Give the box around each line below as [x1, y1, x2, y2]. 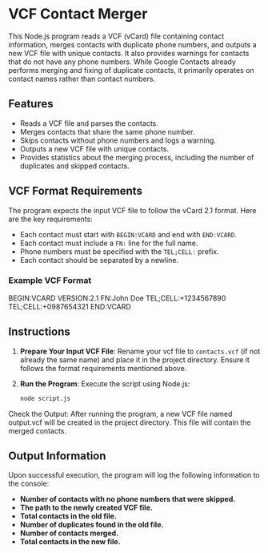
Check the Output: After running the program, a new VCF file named [8, 409, 233, 418]
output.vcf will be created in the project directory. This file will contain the [8, 418, 251, 427]
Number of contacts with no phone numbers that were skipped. [19, 494, 236, 504]
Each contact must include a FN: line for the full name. [19, 238, 198, 248]
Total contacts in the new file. [19, 537, 122, 547]
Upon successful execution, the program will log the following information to [8, 470, 260, 480]
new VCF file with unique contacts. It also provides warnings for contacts [8, 48, 250, 58]
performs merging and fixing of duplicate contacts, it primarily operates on [8, 65, 254, 75]
